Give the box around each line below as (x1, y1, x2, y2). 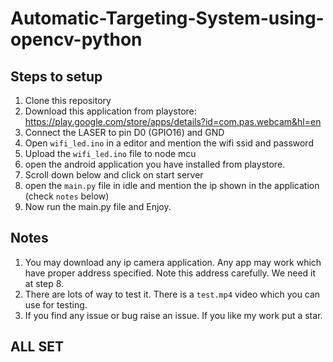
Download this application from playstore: (24, 105, 197, 117)
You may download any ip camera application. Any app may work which (24, 256, 322, 268)
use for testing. (24, 298, 88, 311)
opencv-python (10, 28, 143, 51)
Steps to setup (10, 68, 103, 85)
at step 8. (24, 277, 65, 289)
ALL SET (10, 338, 64, 356)
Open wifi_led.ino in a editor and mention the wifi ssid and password (24, 137, 314, 149)
